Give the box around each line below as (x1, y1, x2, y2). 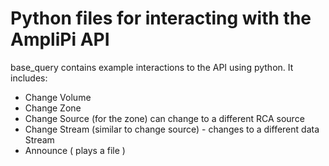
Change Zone (24, 102, 82, 114)
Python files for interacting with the (10, 7, 312, 30)
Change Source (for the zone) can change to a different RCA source (24, 112, 305, 124)
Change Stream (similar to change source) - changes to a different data (24, 123, 320, 135)
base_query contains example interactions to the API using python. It (10, 61, 294, 73)
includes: (10, 72, 48, 84)
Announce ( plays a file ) (24, 144, 126, 156)
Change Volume (24, 91, 92, 103)
